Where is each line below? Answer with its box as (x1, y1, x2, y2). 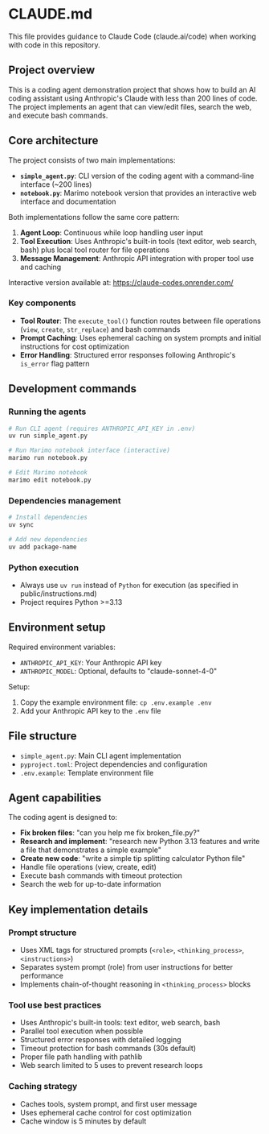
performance (19, 971, 64, 981)
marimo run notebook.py (8, 454, 88, 462)
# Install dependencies (8, 513, 88, 522)
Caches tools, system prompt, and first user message (19, 1099, 198, 1108)
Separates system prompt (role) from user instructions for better (19, 962, 233, 972)
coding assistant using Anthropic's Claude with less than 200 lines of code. (8, 93, 258, 103)
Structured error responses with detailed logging (19, 1035, 182, 1045)
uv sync (8, 520, 35, 528)
